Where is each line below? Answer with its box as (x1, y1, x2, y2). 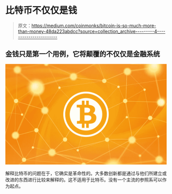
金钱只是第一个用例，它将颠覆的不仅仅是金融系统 (5, 50, 160, 59)
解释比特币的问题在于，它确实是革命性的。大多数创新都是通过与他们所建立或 (5, 170, 167, 176)
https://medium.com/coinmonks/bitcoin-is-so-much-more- (31, 22, 156, 29)
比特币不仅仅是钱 (5, 5, 78, 16)
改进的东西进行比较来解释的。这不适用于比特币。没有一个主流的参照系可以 (5, 177, 162, 183)
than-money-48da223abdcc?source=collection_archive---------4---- (17, 28, 165, 34)
